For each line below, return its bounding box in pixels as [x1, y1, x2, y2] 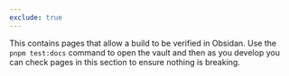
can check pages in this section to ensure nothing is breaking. [9, 56, 241, 67]
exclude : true [9, 13, 63, 22]
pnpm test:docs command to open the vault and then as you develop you [9, 46, 280, 58]
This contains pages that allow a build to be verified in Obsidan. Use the [9, 38, 277, 48]
